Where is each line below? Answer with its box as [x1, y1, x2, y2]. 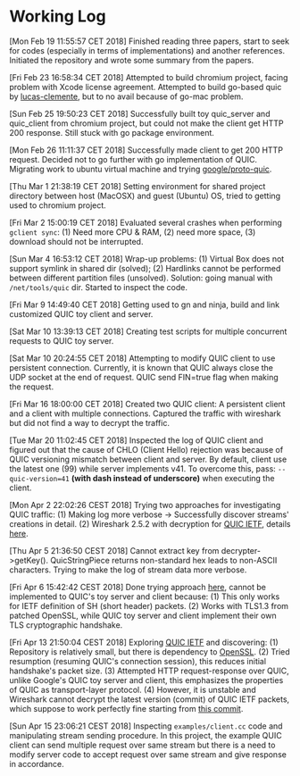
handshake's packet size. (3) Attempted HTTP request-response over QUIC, [9, 665, 289, 676]
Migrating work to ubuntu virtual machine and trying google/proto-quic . [9, 163, 272, 174]
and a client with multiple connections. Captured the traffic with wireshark [9, 408, 281, 419]
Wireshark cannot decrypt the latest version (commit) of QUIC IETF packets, [9, 694, 290, 705]
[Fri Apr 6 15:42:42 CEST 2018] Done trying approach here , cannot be [9, 581, 266, 592]
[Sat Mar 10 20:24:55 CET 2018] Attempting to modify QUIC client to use [9, 353, 276, 363]
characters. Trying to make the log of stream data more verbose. [9, 564, 247, 575]
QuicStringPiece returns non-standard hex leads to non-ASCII [50, 555, 278, 565]
